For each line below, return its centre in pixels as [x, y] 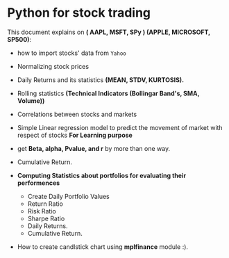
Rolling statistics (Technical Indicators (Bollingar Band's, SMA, [108, 93]
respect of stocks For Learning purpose [75, 135]
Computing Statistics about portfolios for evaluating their [101, 175]
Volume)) [31, 100]
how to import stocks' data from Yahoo [71, 53]
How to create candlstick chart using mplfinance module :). [103, 247]
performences [39, 183]
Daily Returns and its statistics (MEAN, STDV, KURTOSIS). [101, 80]
